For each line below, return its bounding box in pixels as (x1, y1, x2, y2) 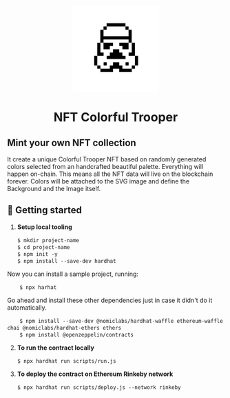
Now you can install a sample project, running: (7, 270, 139, 278)
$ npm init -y (17, 250, 58, 257)
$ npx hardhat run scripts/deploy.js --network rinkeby (17, 384, 181, 391)
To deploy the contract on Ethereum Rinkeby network (17, 370, 174, 378)
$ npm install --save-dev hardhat (17, 257, 116, 264)
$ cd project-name (17, 243, 70, 250)
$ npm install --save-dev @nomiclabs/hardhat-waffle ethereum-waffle (19, 317, 224, 324)
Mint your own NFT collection (7, 137, 136, 148)
